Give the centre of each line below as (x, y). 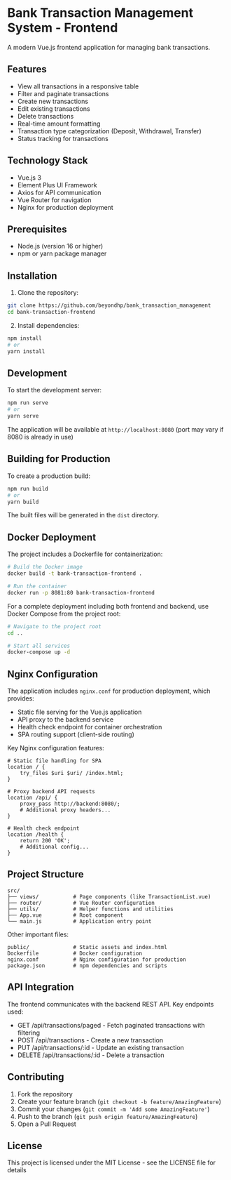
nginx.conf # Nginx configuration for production (97, 960)
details (17, 1170)
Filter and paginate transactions (63, 93)
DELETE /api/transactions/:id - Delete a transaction (91, 1055)
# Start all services (39, 646)
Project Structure (45, 874)
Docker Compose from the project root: (64, 614)
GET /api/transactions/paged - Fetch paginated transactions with (111, 1025)
